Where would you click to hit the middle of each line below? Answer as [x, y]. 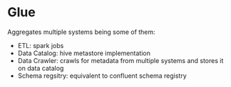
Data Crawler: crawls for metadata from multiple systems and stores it [120, 60]
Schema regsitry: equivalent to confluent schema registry [102, 76]
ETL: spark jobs [41, 45]
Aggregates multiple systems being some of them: [81, 32]
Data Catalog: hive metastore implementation [84, 53]
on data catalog [41, 68]
